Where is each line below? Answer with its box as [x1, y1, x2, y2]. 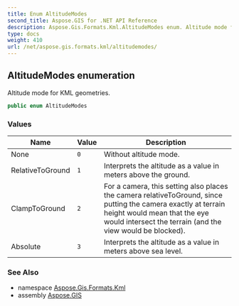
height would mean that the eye [103, 207, 210, 217]
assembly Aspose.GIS [17, 291, 82, 300]
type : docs [7, 30, 40, 38]
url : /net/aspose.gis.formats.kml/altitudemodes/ [7, 43, 158, 50]
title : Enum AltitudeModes [7, 10, 87, 18]
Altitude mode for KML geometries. [7, 88, 110, 97]
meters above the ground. [103, 170, 191, 180]
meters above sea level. [103, 246, 184, 256]
